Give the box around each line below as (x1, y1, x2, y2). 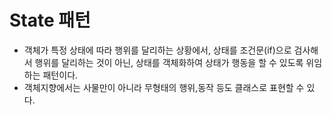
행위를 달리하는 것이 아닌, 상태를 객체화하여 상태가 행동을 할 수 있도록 (34, 56, 304, 68)
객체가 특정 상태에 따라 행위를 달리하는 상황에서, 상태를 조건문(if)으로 (23, 44, 292, 56)
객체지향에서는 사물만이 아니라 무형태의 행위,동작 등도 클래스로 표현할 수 (23, 81, 305, 93)
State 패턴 (9, 9, 91, 32)
